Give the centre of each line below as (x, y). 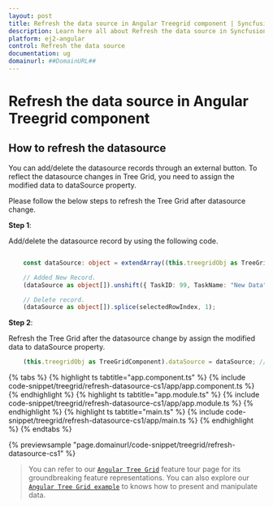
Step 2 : (21, 323)
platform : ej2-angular (47, 39)
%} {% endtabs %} (40, 429)
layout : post (30, 16)
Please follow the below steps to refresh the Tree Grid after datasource (127, 200)
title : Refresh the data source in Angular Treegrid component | (121, 24)
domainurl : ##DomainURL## (52, 62)
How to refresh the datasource (87, 148)
